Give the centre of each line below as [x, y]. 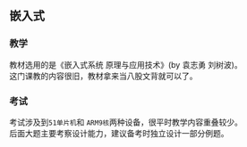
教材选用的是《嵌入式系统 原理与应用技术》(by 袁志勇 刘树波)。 [126, 64]
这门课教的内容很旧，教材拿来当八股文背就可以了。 [103, 76]
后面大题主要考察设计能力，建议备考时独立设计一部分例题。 [119, 133]
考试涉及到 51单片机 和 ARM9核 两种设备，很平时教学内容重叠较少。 [126, 122]
